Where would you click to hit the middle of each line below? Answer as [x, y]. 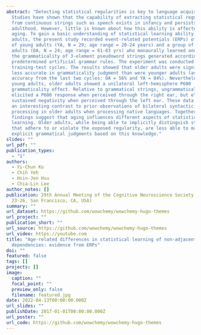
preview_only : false [37, 289]
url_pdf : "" [21, 145]
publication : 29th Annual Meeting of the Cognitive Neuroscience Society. [101, 195]
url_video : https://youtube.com [46, 233]
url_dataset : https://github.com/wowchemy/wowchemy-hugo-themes [88, 212]
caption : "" [27, 278]
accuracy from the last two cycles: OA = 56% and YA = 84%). [89, 78]
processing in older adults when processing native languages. [92, 112]
